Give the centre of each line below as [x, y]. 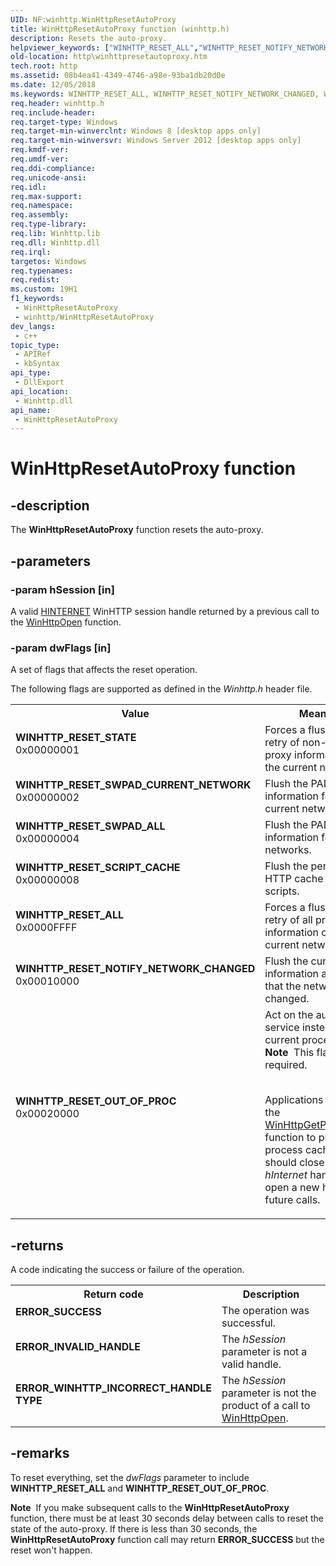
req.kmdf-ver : [40, 150]
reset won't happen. [51, 1550]
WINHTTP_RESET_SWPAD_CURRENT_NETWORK [133, 785]
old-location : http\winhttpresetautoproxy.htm [109, 57]
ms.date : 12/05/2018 [53, 85]
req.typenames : [42, 271]
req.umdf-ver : [40, 159]
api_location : [40, 391]
